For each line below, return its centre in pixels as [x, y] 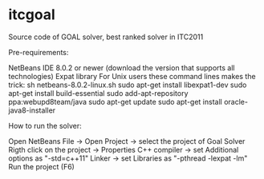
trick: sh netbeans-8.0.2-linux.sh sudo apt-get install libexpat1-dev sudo [128, 85]
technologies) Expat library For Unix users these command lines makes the [132, 76]
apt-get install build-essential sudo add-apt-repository [98, 93]
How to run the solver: [45, 125]
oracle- [236, 101]
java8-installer [32, 110]
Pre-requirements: [39, 52]
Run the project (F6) [41, 166]
